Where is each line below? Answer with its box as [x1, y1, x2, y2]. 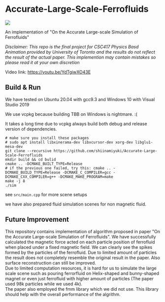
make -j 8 [5, 178, 26, 183]
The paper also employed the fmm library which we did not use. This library [5, 286, 159, 292]
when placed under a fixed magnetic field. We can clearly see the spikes [5, 244, 153, 250]
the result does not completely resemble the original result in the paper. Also [5, 255, 160, 261]
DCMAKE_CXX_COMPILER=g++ [5, 174, 56, 179]
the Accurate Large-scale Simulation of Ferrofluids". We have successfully [5, 234, 156, 239]
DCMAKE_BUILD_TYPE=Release [5, 170, 61, 175]
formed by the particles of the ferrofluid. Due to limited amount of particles [5, 249, 157, 255]
